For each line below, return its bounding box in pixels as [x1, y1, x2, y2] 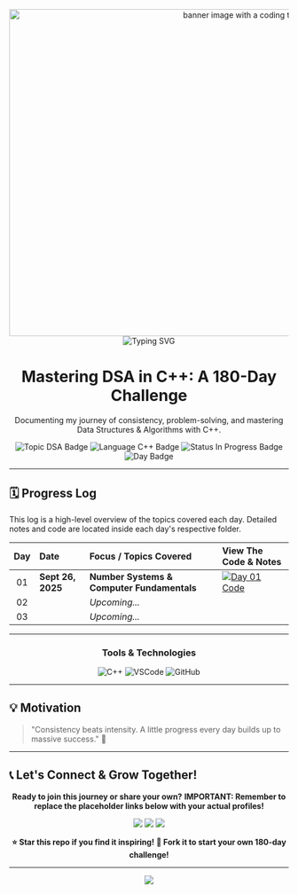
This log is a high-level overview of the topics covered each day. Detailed [9, 514, 278, 524]
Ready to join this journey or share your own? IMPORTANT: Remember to [12, 791, 286, 802]
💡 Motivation [9, 701, 82, 716]
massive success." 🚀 [30, 733, 106, 744]
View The [221, 545, 263, 557]
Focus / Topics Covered [89, 550, 192, 562]
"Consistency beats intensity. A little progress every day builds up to [30, 724, 281, 734]
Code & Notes [221, 555, 282, 568]
